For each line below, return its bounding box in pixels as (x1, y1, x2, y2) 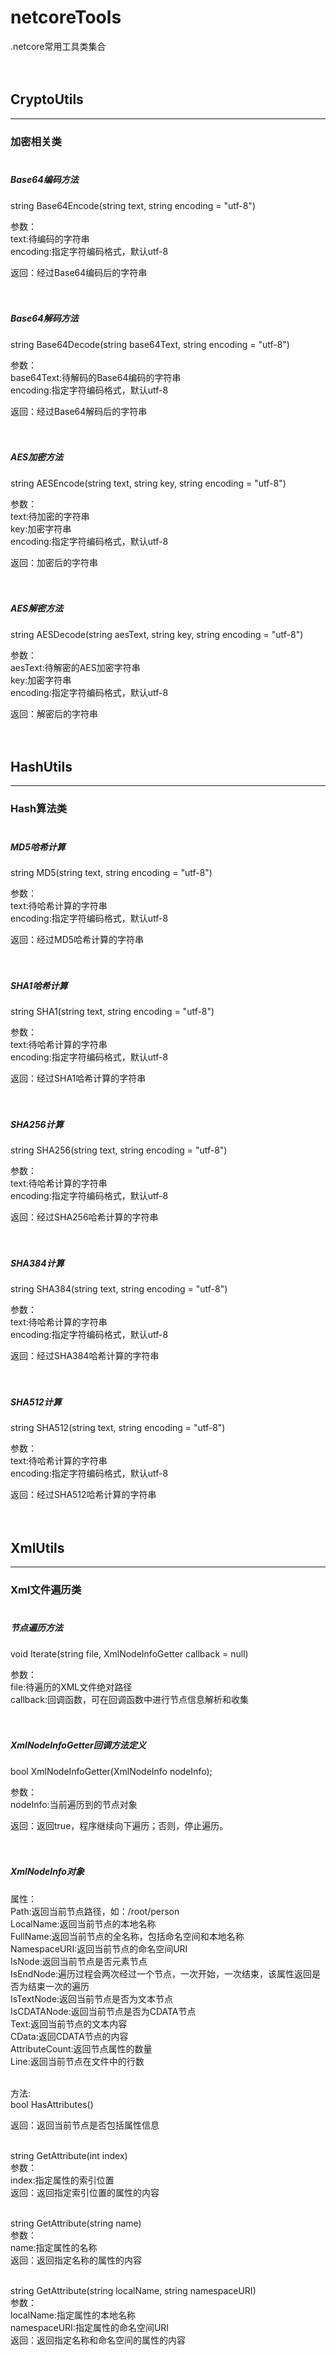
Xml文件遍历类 (10, 1582, 82, 1596)
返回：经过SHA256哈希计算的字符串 (10, 1211, 159, 1223)
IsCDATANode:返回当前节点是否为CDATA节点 (10, 2005, 197, 2017)
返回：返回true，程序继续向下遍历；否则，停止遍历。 (10, 1819, 229, 1831)
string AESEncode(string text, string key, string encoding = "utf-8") (10, 477, 287, 489)
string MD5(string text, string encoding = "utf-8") (10, 867, 213, 879)
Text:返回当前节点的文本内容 (10, 2017, 128, 2030)
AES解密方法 (10, 602, 64, 615)
